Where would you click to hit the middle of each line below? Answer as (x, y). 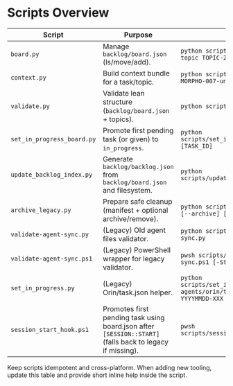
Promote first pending (138, 130)
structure (118, 102)
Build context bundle (136, 73)
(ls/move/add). (127, 62)
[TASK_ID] (197, 146)
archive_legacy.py (41, 210)
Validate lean (124, 93)
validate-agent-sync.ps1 (52, 258)
